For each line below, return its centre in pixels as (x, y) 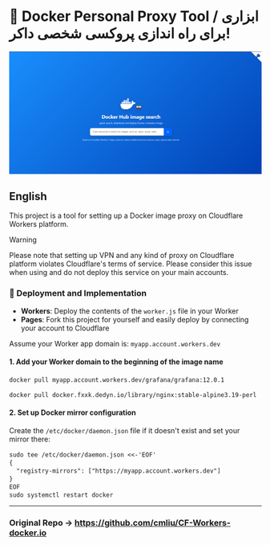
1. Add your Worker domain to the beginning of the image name (116, 362)
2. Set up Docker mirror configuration (73, 412)
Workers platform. (39, 224)
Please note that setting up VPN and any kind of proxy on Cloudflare (122, 256)
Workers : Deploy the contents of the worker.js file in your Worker (129, 311)
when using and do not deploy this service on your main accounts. (119, 272)
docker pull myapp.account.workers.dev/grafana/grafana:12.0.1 (117, 380)
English (28, 196)
